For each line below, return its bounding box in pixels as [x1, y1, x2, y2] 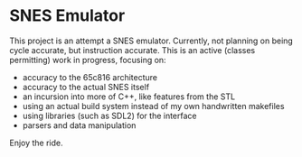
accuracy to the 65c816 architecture [22, 71, 158, 82]
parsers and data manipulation [22, 119, 137, 131]
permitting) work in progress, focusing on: [9, 54, 166, 65]
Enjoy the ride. [9, 137, 63, 148]
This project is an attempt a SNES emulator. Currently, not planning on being [9, 35, 294, 46]
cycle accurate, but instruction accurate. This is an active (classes [9, 44, 256, 55]
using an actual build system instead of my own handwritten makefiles [22, 100, 285, 111]
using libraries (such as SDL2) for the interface [22, 110, 197, 121]
